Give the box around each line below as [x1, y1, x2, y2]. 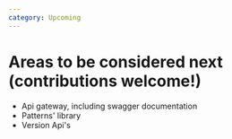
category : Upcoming [8, 13, 82, 22]
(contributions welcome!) [8, 71, 202, 91]
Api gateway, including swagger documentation [21, 100, 198, 111]
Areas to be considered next [8, 51, 223, 72]
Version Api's [21, 119, 71, 130]
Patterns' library [21, 109, 82, 121]
